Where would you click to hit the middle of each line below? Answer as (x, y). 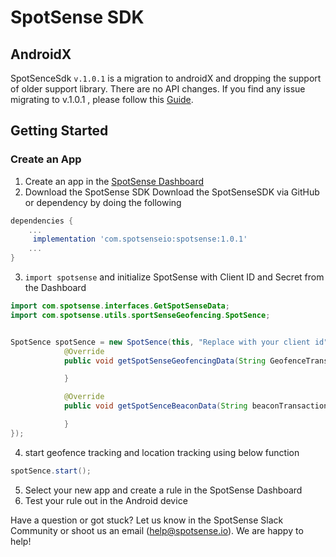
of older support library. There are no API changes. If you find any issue (158, 89)
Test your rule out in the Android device (106, 500)
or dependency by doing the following (103, 202)
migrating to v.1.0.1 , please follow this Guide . (102, 99)
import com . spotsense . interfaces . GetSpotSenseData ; (120, 306)
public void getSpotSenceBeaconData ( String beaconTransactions (198, 406)
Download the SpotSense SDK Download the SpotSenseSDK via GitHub (172, 192)
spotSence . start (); (51, 471)
